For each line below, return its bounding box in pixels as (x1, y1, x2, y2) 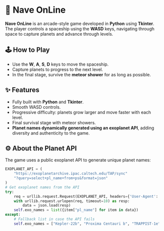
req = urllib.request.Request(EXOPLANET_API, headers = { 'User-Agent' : (14, 194, 159, 199)
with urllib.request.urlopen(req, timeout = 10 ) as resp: (14, 198, 130, 204)
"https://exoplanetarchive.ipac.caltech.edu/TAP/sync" (14, 171, 128, 176)
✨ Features (5, 86, 40, 94)
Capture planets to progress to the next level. (12, 66, 103, 72)
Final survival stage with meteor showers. (12, 119, 96, 125)
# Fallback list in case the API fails (14, 217, 95, 222)
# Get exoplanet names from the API (5, 185, 80, 190)
